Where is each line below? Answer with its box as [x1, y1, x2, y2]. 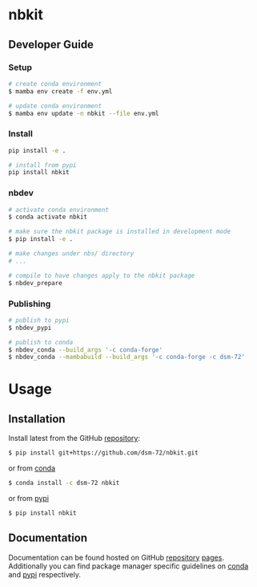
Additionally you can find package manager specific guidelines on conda [8, 561, 249, 571]
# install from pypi [8, 161, 78, 169]
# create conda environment [8, 79, 102, 88]
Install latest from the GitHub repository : [8, 434, 140, 443]
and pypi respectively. [8, 569, 82, 579]
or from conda [8, 463, 56, 473]
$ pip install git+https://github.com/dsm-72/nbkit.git [8, 449, 199, 457]
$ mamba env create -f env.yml [8, 87, 113, 96]
